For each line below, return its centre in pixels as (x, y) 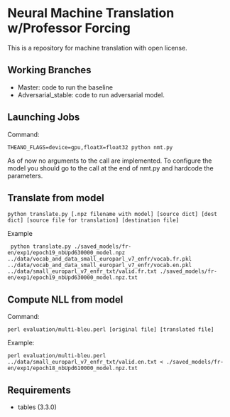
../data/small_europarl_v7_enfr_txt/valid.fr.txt (82, 271)
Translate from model (56, 198)
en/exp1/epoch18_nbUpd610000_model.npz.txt (73, 368)
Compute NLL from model (65, 299)
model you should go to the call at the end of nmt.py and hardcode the (111, 168)
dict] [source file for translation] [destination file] (93, 221)
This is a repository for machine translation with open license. (98, 48)
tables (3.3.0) (37, 407)
